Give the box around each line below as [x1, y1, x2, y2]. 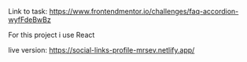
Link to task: [8, 7, 48, 16]
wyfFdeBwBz [8, 15, 51, 24]
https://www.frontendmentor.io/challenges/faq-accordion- [49, 7, 239, 16]
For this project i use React [8, 31, 95, 39]
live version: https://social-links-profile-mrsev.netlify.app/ [8, 46, 195, 54]
